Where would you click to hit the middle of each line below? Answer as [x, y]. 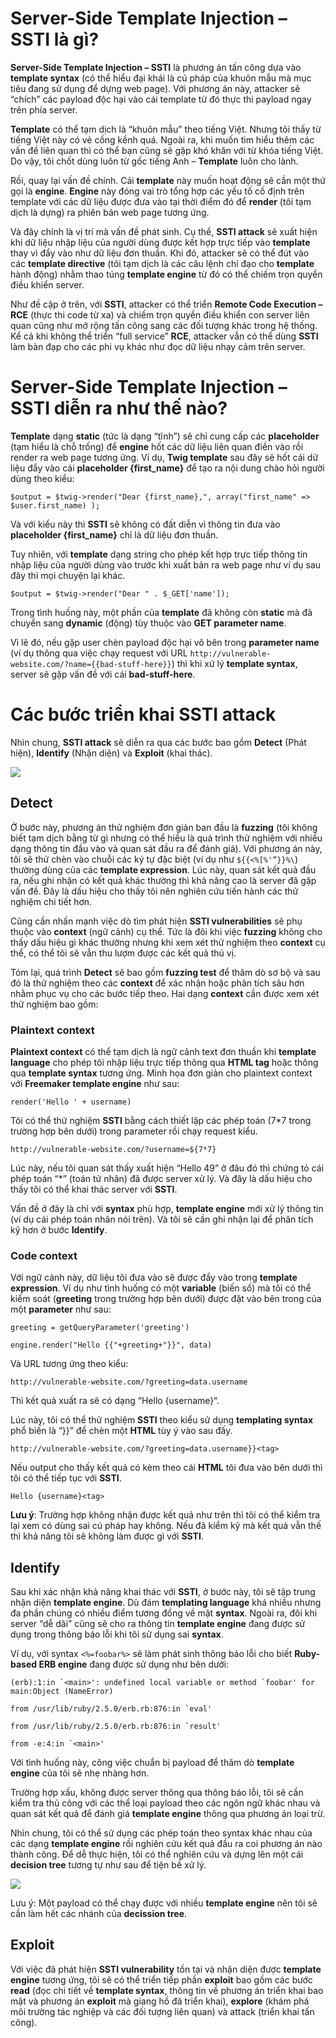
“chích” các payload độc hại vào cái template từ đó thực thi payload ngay [161, 99]
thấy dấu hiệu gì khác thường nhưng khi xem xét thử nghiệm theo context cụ [168, 942]
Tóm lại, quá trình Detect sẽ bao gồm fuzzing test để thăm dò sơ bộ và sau [165, 972]
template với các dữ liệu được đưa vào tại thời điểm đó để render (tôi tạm [161, 201]
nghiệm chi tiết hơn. [51, 901]
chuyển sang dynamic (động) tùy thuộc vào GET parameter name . [148, 623]
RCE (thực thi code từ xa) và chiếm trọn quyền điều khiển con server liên [160, 314]
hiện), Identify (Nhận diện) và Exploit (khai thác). [111, 753]
